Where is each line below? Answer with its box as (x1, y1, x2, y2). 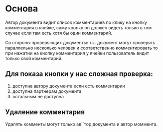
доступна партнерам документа (12, 88, 82, 94)
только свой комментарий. (5, 55, 63, 61)
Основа (5, 3, 38, 14)
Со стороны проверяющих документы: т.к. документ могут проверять (5, 39, 156, 45)
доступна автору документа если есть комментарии (12, 83, 125, 89)
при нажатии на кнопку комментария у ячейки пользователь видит (5, 50, 150, 56)
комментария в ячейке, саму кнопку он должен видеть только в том (5, 24, 152, 30)
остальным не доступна (12, 93, 64, 99)
